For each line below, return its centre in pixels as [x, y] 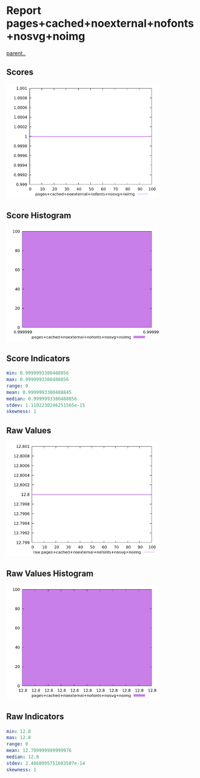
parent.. [16, 53]
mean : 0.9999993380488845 [39, 392]
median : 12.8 [23, 757]
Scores [20, 73]
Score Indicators [38, 358]
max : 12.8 [19, 738]
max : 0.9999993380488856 [38, 380]
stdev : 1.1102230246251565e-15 [46, 405]
